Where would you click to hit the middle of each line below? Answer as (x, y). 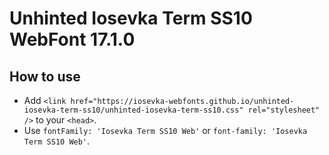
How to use (45, 76)
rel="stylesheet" (284, 110)
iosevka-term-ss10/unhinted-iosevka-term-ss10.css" (133, 110)
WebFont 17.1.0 (72, 39)
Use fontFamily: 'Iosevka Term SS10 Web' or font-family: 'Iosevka (165, 130)
